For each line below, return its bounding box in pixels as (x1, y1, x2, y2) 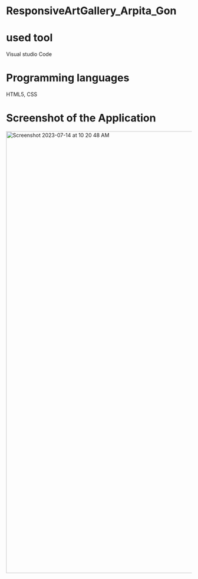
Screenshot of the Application (6, 111, 156, 125)
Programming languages (6, 71, 130, 85)
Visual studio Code (6, 51, 52, 58)
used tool (6, 31, 53, 45)
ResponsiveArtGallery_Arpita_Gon (6, 4, 177, 18)
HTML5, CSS (6, 91, 38, 98)
